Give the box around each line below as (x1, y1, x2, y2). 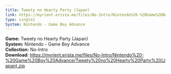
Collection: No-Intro (5, 46, 48, 53)
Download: (5, 52, 29, 58)
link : (5, 12, 17, 17)
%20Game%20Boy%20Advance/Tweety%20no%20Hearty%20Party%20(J (5, 57, 166, 64)
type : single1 (5, 17, 36, 22)
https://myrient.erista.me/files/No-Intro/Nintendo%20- (30, 52, 144, 58)
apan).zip (5, 63, 25, 69)
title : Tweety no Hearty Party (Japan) (5, 7, 90, 13)
